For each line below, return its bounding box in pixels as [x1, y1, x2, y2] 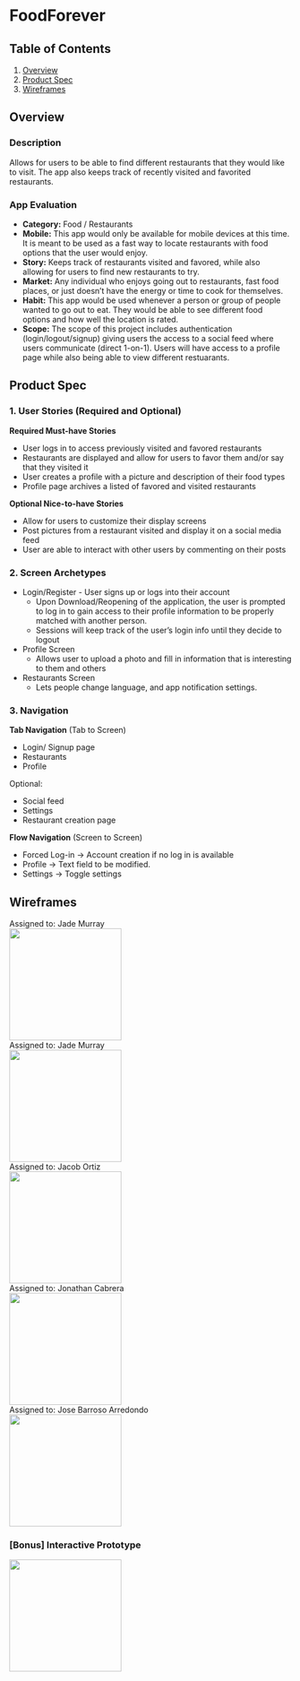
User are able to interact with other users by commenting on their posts [21, 544, 287, 555]
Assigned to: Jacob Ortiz [9, 1161, 101, 1172]
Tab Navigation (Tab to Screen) [9, 725, 127, 736]
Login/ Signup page [21, 742, 96, 753]
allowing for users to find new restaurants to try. [21, 266, 200, 277]
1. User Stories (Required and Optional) [9, 405, 182, 418]
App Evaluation [9, 198, 78, 211]
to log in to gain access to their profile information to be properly [35, 606, 275, 616]
